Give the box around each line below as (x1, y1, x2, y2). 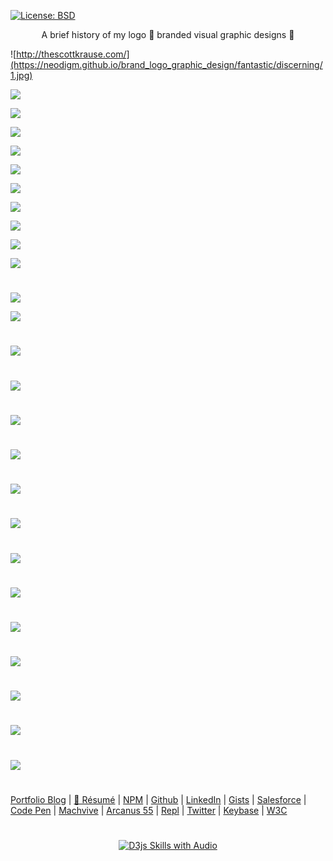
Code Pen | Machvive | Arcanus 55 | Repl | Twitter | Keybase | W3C (10, 804, 288, 816)
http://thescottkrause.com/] (16, 48, 130, 60)
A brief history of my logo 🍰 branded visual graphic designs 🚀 (41, 29, 295, 40)
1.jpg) (10, 70, 33, 81)
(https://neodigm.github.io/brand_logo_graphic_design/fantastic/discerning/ (10, 59, 323, 70)
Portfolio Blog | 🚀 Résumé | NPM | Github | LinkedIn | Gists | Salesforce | (10, 793, 307, 805)
